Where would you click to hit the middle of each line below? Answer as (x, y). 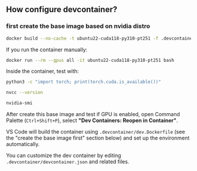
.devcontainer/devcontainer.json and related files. (68, 162)
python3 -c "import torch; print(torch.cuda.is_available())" (84, 82)
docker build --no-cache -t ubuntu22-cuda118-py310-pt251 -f (82, 38)
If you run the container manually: (47, 50)
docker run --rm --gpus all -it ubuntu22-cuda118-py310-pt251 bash (90, 60)
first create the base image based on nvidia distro (78, 26)
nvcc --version (25, 93)
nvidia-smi (19, 103)
